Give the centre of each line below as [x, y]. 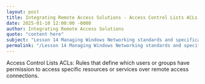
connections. [23, 76]
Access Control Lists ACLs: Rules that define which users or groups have [98, 63]
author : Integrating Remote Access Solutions [65, 29]
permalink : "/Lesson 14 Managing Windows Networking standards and [94, 46]
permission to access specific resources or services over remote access [98, 69]
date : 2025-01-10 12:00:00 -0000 [49, 23]
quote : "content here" [35, 34]
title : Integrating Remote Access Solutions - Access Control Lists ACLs [102, 18]
